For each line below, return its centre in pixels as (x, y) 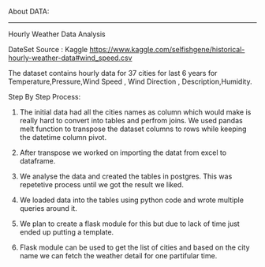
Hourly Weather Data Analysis (57, 34)
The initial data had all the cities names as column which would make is (135, 112)
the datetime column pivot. (63, 137)
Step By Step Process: (45, 97)
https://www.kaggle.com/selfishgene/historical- (167, 49)
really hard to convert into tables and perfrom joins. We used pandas (131, 120)
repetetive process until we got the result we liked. (101, 184)
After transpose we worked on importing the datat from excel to (123, 152)
